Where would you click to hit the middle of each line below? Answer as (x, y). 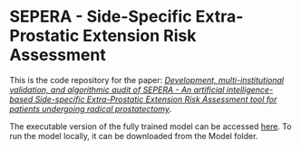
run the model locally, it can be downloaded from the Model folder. (134, 136)
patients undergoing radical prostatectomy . (91, 108)
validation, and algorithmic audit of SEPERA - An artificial (117, 89)
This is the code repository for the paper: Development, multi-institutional (146, 80)
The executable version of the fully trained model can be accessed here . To (150, 126)
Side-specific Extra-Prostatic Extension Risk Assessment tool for (156, 99)
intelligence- (250, 89)
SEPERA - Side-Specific (101, 17)
